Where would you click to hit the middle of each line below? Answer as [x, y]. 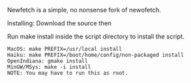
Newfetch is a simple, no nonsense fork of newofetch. [84, 10]
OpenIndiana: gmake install [48, 61]
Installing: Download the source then [60, 23]
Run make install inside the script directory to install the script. [96, 36]
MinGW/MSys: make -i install [49, 67]
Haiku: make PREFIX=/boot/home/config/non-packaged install [96, 55]
